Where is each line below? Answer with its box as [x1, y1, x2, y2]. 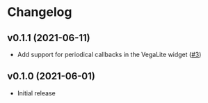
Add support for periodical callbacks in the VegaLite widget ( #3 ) [17, 50, 202, 58]
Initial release [17, 88, 56, 97]
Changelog [7, 4, 72, 20]
